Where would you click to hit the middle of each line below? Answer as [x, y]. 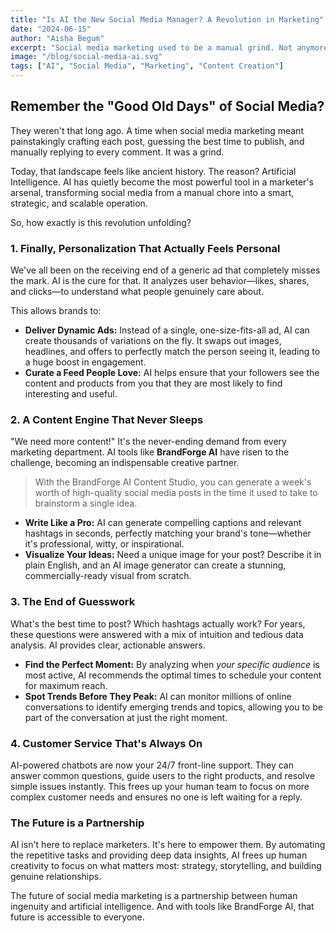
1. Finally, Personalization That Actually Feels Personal [145, 248]
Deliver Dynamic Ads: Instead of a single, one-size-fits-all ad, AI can [167, 330]
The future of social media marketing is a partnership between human [154, 896]
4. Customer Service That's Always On [106, 743]
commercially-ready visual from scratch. [108, 576]
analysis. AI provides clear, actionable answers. [108, 645]
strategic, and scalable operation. [79, 203]
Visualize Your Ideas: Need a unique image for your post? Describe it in [173, 555]
